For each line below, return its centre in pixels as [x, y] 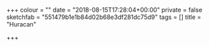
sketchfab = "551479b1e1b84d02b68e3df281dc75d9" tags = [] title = [104, 17]
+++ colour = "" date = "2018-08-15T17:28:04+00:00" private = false [104, 10]
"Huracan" [22, 24]
